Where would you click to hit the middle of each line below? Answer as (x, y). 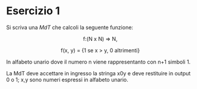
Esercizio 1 (33, 11)
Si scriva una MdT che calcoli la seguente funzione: (70, 27)
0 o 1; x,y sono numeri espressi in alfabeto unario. (67, 80)
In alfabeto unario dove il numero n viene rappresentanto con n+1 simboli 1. (98, 62)
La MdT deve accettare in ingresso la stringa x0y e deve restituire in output (98, 73)
